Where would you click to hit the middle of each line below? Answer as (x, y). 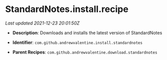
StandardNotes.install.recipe (67, 9)
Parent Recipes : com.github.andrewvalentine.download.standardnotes (85, 52)
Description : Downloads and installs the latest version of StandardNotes (87, 32)
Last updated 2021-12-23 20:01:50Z (42, 23)
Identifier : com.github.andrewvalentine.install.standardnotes (77, 42)
